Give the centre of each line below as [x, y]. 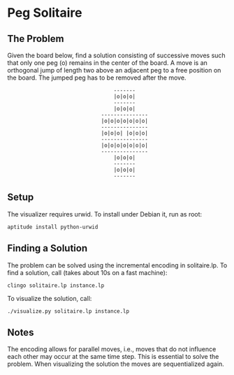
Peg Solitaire [45, 13]
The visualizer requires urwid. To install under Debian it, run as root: [105, 214]
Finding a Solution [47, 248]
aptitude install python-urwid [53, 227]
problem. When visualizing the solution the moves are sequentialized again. [116, 364]
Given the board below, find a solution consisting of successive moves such [116, 55]
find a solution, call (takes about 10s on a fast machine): [87, 272]
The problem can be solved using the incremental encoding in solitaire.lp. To [117, 265]
